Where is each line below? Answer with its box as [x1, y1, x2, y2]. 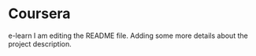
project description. [8, 39, 72, 48]
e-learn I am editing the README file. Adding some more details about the [8, 31, 248, 40]
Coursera [8, 5, 71, 23]
